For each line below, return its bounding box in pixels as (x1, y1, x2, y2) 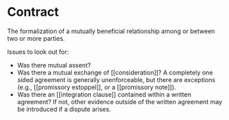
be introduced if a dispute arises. (17, 105, 112, 113)
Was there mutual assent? (17, 61, 91, 69)
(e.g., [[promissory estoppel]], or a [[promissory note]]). (17, 83, 177, 91)
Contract (7, 4, 59, 20)
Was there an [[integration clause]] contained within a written (17, 90, 192, 99)
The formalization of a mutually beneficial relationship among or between (7, 27, 215, 35)
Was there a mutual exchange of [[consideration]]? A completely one (17, 68, 213, 77)
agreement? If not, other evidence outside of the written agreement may (17, 97, 223, 106)
